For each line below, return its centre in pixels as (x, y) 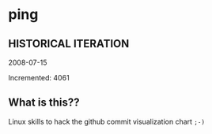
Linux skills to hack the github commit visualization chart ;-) (107, 121)
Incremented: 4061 (39, 78)
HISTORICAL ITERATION (69, 44)
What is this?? (44, 103)
